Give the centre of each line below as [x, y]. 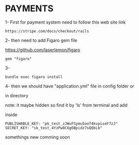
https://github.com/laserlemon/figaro [43, 50]
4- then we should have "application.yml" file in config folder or [70, 86]
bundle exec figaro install [34, 77]
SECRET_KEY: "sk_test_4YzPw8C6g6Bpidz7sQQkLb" [54, 128]
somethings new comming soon [37, 137]
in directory [17, 95]
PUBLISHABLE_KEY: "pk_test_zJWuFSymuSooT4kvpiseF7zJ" [62, 123]
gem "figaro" [18, 59]
